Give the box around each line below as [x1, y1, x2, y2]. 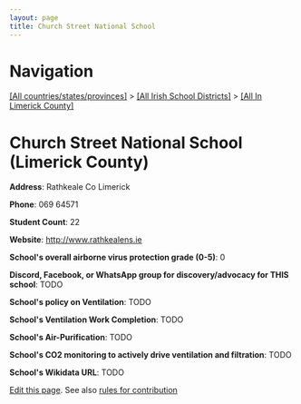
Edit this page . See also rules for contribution [9, 385, 179, 396]
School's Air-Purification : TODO [9, 332, 133, 343]
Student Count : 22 [9, 217, 80, 228]
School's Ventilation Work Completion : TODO [9, 314, 184, 325]
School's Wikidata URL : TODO [9, 367, 125, 378]
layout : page [9, 13, 59, 23]
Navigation [9, 61, 93, 82]
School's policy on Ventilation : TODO [9, 297, 152, 308]
